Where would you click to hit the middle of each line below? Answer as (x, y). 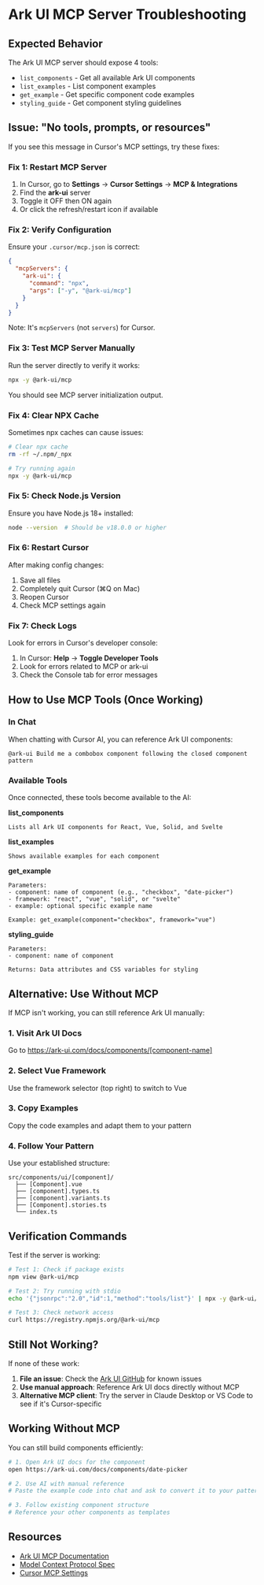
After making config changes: (56, 564)
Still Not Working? (53, 1344)
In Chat (22, 722)
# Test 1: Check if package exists (66, 1269)
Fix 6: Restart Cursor (49, 548)
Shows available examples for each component (84, 857)
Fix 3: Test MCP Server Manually (72, 348)
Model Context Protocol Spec (67, 1564)
